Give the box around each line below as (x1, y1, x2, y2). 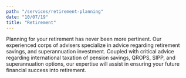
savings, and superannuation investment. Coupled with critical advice (6, 48, 174, 55)
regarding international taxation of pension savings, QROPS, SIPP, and (6, 54, 176, 62)
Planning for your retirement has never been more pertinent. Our (6, 36, 162, 43)
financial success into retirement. (6, 67, 87, 74)
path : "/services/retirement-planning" (6, 8, 104, 15)
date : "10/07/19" (6, 14, 49, 20)
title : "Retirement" (6, 19, 57, 25)
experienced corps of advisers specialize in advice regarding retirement (6, 42, 180, 49)
